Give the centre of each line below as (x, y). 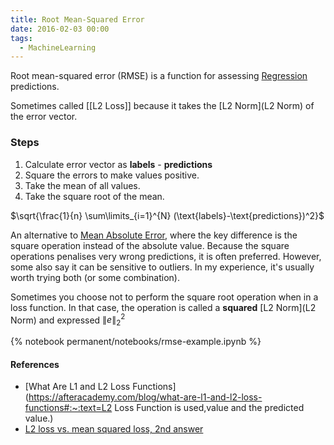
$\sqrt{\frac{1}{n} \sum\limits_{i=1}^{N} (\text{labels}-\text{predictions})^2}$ (167, 215)
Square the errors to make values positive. (112, 175)
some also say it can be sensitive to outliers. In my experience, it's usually (162, 267)
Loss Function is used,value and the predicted (209, 408)
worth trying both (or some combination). (95, 277)
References (35, 364)
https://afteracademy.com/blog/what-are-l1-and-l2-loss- (145, 397)
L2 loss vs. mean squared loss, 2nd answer (114, 429)
